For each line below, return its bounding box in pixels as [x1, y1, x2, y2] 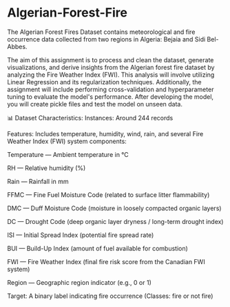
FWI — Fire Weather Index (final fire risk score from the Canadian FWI [7, 257, 205, 266]
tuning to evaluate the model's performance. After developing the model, [7, 92, 214, 101]
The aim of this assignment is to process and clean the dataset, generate [7, 55, 214, 64]
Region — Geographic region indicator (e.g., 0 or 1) [7, 278, 151, 286]
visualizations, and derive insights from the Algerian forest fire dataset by [7, 63, 215, 71]
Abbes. [7, 42, 28, 50]
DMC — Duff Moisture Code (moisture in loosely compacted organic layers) [7, 204, 222, 212]
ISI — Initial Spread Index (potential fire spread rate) [7, 230, 154, 239]
